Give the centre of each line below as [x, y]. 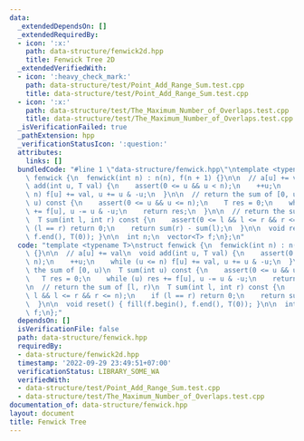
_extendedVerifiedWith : [62, 69]
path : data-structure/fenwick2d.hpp [95, 52]
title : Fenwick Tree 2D [71, 60]
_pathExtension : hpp [56, 136]
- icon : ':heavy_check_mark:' [74, 77]
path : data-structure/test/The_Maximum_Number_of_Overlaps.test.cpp [157, 110]
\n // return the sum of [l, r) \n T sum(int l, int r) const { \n [155, 287]
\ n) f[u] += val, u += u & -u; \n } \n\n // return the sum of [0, [157, 195]
